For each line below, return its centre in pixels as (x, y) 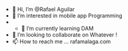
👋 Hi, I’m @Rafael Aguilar (43, 9)
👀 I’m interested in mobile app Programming (67, 16)
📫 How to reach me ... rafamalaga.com (61, 41)
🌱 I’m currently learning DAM (57, 28)
